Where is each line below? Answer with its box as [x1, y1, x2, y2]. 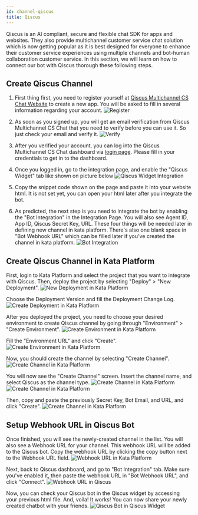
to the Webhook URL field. [6, 454, 70, 461]
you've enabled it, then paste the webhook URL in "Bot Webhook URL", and [6, 472, 189, 479]
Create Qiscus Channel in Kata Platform [6, 256, 155, 266]
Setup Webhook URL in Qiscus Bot [6, 420, 134, 430]
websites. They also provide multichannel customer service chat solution [6, 37, 183, 44]
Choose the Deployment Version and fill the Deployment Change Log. [6, 296, 175, 303]
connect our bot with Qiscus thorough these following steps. [6, 61, 153, 68]
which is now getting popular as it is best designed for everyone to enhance [6, 42, 190, 50]
